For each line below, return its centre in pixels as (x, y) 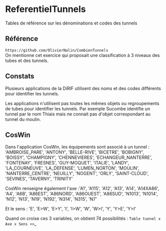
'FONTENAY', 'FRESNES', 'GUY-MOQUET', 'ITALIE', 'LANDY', (67, 163)
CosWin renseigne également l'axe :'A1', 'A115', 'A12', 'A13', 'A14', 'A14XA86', (82, 188)
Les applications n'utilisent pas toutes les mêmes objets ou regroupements (82, 103)
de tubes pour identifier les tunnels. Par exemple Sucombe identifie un (78, 108)
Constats (20, 76)
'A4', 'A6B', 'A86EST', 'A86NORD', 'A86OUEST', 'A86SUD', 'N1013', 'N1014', (82, 194)
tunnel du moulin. (23, 119)
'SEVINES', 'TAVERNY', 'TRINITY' (39, 179)
